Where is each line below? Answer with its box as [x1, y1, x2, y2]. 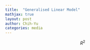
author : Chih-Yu [5, 21, 38, 26]
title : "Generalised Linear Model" [5, 7, 80, 12]
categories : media [5, 26, 43, 31]
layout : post [5, 16, 32, 21]
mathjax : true [5, 12, 34, 17]
